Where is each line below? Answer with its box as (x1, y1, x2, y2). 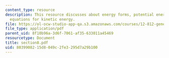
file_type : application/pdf (5, 26, 64, 31)
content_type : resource (5, 7, 55, 13)
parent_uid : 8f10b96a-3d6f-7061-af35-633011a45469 (5, 31, 114, 36)
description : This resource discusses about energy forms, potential (5, 12, 154, 17)
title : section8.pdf (5, 40, 49, 45)
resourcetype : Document (5, 36, 55, 41)
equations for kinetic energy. (10, 17, 75, 22)
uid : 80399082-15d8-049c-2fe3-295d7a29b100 (5, 45, 98, 50)
